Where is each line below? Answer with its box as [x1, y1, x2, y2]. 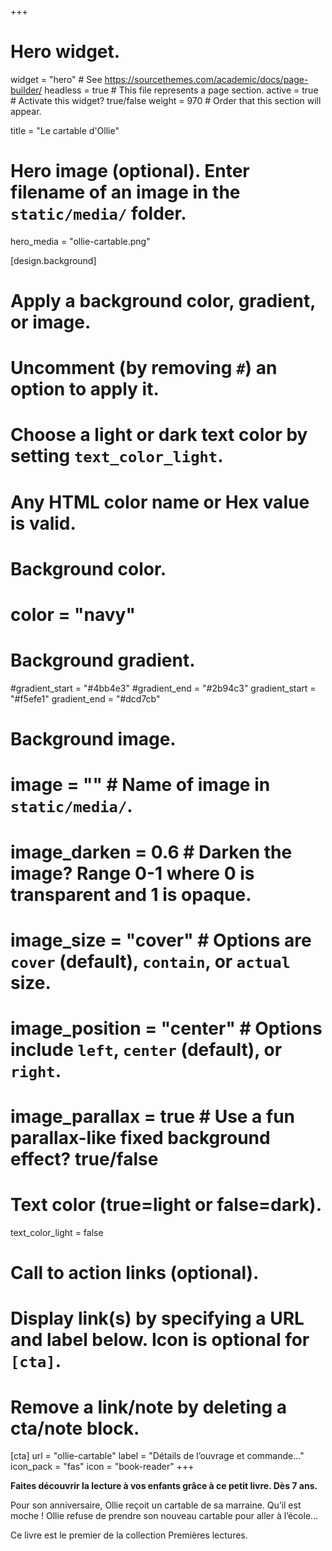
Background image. [10, 728, 177, 751]
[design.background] [10, 254, 97, 266]
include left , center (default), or [10, 1038, 283, 1061]
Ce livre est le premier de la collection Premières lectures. [10, 1529, 248, 1541]
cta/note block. [10, 1417, 140, 1440]
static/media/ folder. [10, 202, 187, 225]
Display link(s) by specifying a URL [10, 1307, 305, 1330]
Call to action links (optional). [10, 1262, 260, 1285]
